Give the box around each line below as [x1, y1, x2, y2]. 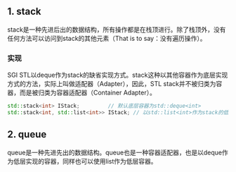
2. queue [7, 128, 47, 140]
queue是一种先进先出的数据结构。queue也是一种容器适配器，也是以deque [7, 148, 223, 156]
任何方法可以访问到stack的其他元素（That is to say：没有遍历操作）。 [7, 34, 206, 42]
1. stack [7, 6, 41, 18]
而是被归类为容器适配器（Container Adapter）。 [19, 88, 156, 97]
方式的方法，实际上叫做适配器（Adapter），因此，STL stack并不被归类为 [7, 80, 216, 88]
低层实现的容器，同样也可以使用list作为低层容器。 [13, 156, 157, 165]
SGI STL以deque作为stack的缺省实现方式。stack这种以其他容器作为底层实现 [7, 70, 228, 80]
